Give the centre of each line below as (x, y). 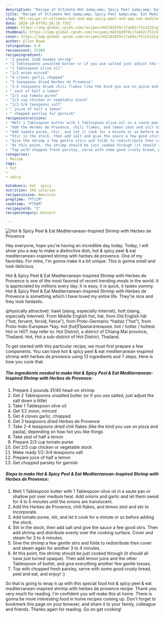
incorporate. (25, 512)
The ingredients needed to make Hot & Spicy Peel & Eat (62, 373)
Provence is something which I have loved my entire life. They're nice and (79, 296)
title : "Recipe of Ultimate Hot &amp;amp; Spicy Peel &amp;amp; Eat (76, 14)
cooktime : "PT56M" (24, 204)
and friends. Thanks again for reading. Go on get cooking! (64, 609)
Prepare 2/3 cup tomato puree (43, 442)
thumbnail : (17, 32)
